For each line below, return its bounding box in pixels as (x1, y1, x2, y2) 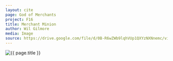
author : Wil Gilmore (5, 26, 50, 32)
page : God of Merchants (5, 12, 57, 17)
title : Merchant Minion (5, 21, 57, 27)
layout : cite (5, 7, 33, 13)
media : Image (5, 31, 33, 36)
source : (5, 36, 22, 41)
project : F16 (5, 17, 33, 22)
